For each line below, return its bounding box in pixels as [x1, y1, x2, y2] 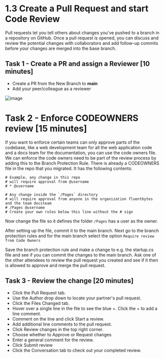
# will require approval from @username [5, 179, 90, 184]
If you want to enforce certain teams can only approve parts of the [5, 139, 140, 145]
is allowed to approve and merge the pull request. [5, 262, 106, 268]
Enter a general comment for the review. [12, 337, 94, 343]
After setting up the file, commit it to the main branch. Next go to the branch [5, 228, 159, 233]
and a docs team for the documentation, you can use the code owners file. [5, 150, 157, 156]
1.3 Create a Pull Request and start [5, 3, 149, 14]
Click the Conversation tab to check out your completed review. [12, 347, 141, 353]
